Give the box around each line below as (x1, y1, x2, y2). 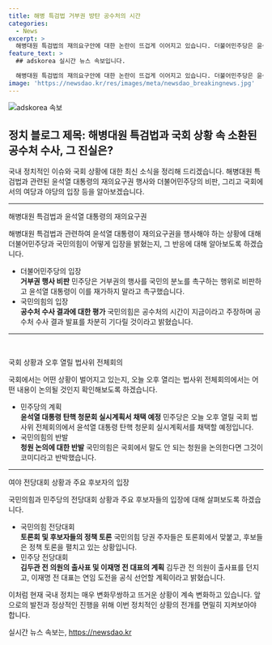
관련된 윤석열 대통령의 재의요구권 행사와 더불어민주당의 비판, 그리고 (29, 177, 242, 186)
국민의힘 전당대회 (19, 522, 75, 532)
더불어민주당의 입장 (19, 267, 82, 276)
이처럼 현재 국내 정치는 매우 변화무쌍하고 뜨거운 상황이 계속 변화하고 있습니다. (8, 590, 253, 600)
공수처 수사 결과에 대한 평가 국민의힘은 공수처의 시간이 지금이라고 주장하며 (19, 307, 253, 317)
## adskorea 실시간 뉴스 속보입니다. (15, 58, 126, 66)
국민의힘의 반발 (19, 433, 69, 442)
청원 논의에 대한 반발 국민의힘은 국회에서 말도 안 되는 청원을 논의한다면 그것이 (19, 442, 264, 452)
